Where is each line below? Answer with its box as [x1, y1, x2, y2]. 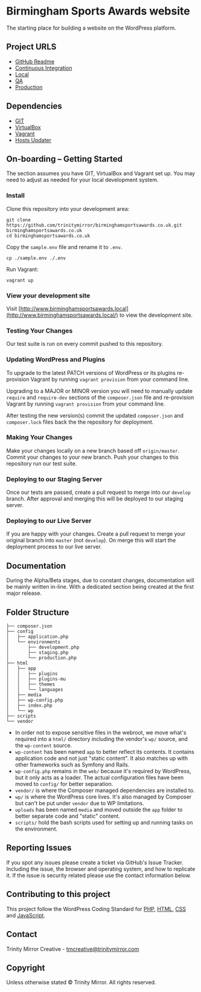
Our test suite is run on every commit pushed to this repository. [6, 340, 164, 348]
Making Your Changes [6, 433, 73, 442]
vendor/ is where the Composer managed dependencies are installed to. [14, 787, 195, 794]
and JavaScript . [6, 912, 45, 919]
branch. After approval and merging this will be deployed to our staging [6, 495, 183, 502]
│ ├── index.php [6, 702, 53, 708]
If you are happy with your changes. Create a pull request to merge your [6, 530, 186, 537]
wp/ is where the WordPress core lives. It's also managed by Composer [14, 793, 192, 800]
